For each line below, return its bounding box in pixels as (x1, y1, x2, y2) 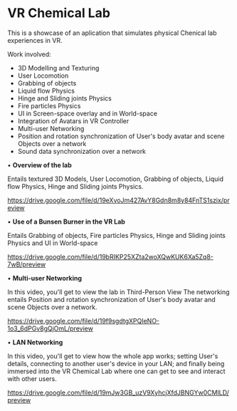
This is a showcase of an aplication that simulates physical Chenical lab (7, 28, 217, 37)
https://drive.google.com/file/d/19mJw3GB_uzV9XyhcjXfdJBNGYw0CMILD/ (7, 388, 230, 397)
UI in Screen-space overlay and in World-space (17, 109, 158, 118)
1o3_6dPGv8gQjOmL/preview (7, 324, 94, 333)
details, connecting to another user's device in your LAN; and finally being (7, 359, 225, 368)
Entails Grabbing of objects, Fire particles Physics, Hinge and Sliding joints (7, 231, 226, 239)
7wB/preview (7, 260, 46, 269)
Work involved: (7, 50, 51, 58)
